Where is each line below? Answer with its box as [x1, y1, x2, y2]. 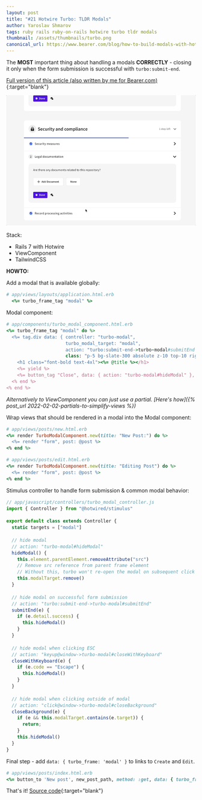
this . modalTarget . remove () [17, 575, 85, 581]
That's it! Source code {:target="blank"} [6, 787, 104, 795]
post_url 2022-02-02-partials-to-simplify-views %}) [6, 402, 136, 409]
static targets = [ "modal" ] [11, 524, 82, 531]
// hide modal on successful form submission [11, 594, 128, 600]
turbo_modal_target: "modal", [65, 340, 141, 346]
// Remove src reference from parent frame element [17, 563, 149, 569]
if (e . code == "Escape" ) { [17, 664, 85, 671]
